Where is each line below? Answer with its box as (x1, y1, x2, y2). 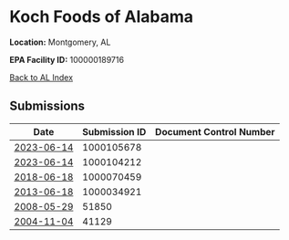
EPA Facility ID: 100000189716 (9, 54, 125, 65)
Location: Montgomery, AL (9, 37, 111, 47)
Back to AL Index (9, 71, 74, 83)
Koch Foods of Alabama (9, 6, 194, 27)
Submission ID (81, 125, 147, 138)
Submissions (9, 99, 85, 114)
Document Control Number (154, 125, 275, 138)
